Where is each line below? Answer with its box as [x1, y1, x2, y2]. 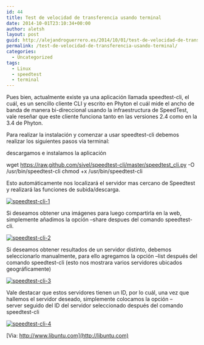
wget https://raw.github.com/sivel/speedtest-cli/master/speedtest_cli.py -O [6, 161, 195, 169]
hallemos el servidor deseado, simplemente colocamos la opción [6, 296, 169, 303]
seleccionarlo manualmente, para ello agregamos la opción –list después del [6, 253, 197, 260]
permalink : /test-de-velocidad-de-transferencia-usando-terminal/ [6, 43, 178, 49]
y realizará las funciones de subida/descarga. [6, 186, 120, 193]
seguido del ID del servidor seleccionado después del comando [24, 302, 183, 309]
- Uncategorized [12, 54, 53, 60]
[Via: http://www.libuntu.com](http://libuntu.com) [6, 332, 129, 340]
